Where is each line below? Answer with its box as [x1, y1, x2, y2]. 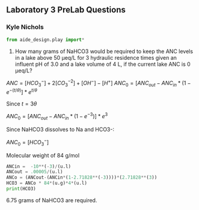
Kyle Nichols [6, 23, 44, 31]
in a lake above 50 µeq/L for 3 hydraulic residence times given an [14, 54, 177, 61]
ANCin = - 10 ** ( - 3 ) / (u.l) [6, 163, 71, 170]
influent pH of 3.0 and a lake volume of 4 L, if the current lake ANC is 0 [14, 60, 191, 68]
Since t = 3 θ [6, 100, 37, 107]
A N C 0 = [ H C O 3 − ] [6, 138, 49, 147]
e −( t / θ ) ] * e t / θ [6, 87, 38, 95]
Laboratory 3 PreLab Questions [6, 5, 126, 15]
